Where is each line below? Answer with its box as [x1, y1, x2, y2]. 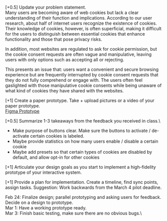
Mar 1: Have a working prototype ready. [5, 205, 87, 210]
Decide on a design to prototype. [5, 199, 74, 205]
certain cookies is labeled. [30, 133, 84, 139]
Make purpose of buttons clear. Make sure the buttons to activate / [12, 128, 151, 134]
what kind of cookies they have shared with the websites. [5, 88, 124, 93]
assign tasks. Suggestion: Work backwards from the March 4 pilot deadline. [5, 184, 162, 190]
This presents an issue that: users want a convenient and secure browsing [5, 66, 159, 72]
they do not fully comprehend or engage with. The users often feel [5, 77, 143, 83]
